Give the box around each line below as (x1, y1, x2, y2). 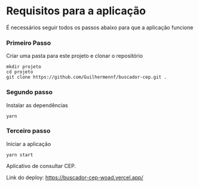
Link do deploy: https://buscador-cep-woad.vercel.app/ (6, 174, 143, 181)
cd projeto (6, 69, 33, 75)
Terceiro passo (6, 127, 51, 135)
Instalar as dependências (6, 101, 68, 108)
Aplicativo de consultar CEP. (6, 162, 76, 169)
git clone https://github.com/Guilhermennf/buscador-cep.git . (6, 74, 167, 80)
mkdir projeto (6, 64, 42, 70)
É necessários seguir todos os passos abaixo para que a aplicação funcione (6, 24, 194, 31)
